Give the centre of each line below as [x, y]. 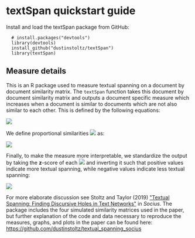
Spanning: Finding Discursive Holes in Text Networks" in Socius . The [89, 203]
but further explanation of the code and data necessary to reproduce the [94, 216]
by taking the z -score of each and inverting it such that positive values [95, 162]
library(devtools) [34, 43]
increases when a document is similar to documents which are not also [92, 104]
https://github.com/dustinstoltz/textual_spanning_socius [74, 228]
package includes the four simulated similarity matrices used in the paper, [95, 210]
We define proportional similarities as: [55, 133]
